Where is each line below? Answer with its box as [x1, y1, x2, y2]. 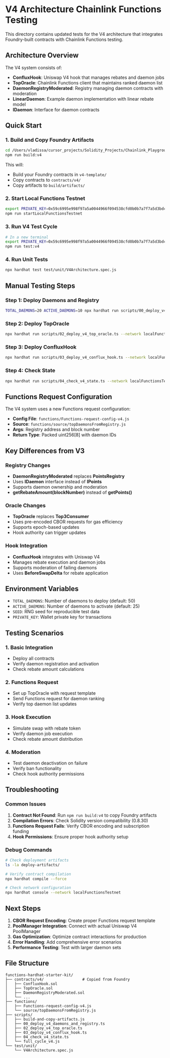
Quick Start [5, 121, 42, 130]
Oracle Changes [5, 502, 46, 509]
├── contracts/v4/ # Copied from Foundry [5, 977, 130, 982]
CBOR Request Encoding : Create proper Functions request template [12, 917, 156, 923]
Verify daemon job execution [12, 730, 73, 737]
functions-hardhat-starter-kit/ [5, 972, 73, 978]
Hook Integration [5, 542, 48, 549]
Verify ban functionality [12, 765, 62, 771]
